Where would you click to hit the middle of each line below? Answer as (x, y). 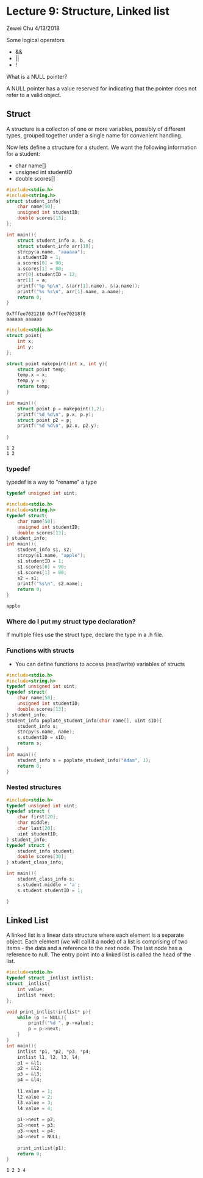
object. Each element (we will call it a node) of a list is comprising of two (97, 942)
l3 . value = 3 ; (35, 1103)
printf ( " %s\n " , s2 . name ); (50, 584)
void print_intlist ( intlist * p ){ (49, 1012)
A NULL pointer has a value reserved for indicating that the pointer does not (101, 88)
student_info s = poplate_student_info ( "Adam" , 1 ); (84, 760)
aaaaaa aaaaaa (24, 319)
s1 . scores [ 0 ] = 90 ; (42, 567)
